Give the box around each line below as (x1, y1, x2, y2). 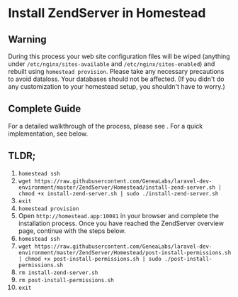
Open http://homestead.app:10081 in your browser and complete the (18, 211, 219, 220)
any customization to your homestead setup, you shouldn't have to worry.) (8, 82, 225, 90)
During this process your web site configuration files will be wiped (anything (8, 52, 230, 60)
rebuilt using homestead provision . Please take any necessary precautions (8, 67, 225, 75)
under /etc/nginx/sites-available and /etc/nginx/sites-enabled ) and (8, 60, 215, 68)
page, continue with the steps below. (18, 226, 126, 235)
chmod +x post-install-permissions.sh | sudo (25, 255, 161, 262)
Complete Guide (8, 103, 81, 115)
